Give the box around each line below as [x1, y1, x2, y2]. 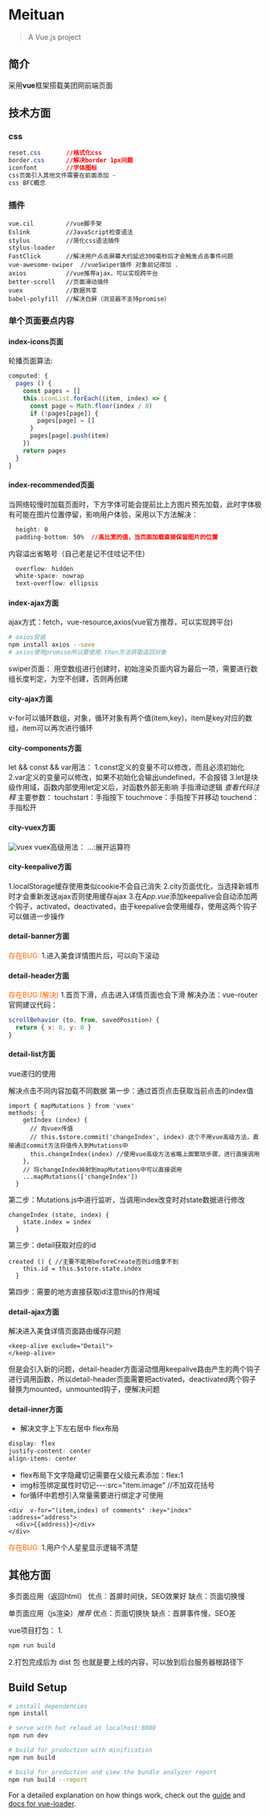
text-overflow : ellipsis [15, 580, 99, 588]
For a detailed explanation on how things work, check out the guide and [8, 1790, 246, 1800]
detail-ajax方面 [8, 1306, 59, 1316]
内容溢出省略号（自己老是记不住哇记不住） [8, 548, 149, 558]
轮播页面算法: [8, 356, 54, 366]
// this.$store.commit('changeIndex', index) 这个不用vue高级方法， [29, 1133, 253, 1142]
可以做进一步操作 [8, 911, 65, 921]
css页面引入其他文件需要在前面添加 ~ [8, 171, 117, 180]
